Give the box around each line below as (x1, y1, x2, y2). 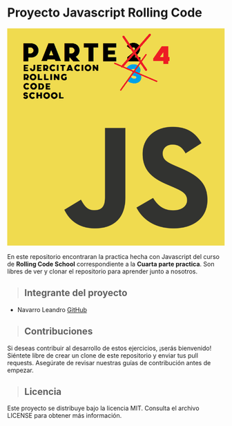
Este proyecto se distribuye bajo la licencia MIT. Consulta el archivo (7, 404, 200, 412)
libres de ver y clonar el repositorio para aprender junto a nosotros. (7, 267, 198, 275)
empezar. (7, 366, 34, 374)
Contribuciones (23, 326, 93, 338)
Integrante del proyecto (23, 287, 128, 299)
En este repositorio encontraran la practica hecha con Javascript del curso (7, 252, 220, 260)
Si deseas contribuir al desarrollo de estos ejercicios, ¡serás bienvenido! (7, 344, 212, 352)
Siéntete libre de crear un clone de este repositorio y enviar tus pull (7, 351, 199, 360)
